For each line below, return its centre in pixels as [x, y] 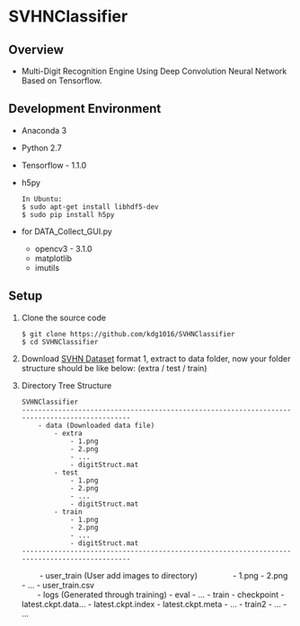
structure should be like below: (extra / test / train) [114, 368]
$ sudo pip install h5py [68, 214]
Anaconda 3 [44, 130]
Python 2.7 [41, 148]
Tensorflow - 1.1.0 [54, 165]
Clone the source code [64, 317]
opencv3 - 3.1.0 [63, 248]
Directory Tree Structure [66, 385]
